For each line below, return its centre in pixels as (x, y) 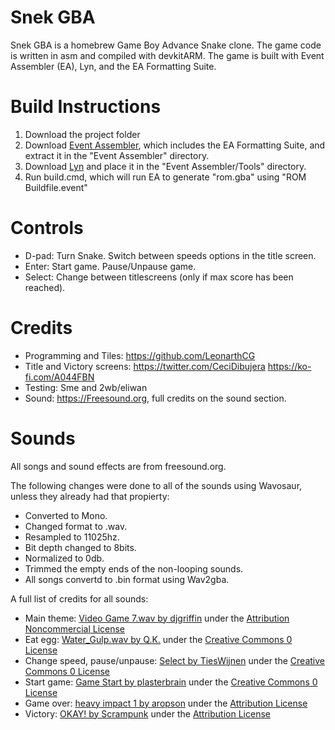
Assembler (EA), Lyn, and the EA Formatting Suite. (113, 66)
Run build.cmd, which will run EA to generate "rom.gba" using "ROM (165, 177)
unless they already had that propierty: (90, 496)
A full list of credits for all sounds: (79, 598)
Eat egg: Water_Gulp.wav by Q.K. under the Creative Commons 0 (158, 639)
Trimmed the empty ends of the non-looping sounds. (134, 568)
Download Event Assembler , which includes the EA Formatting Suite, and (175, 145)
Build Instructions (86, 107)
